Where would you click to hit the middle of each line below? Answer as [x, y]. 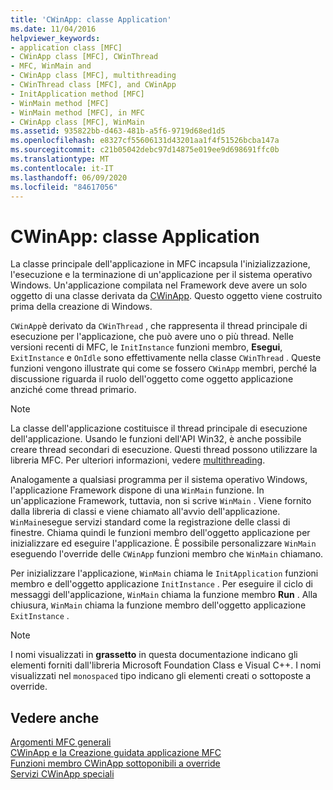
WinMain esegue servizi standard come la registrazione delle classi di [150, 522]
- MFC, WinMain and [51, 66]
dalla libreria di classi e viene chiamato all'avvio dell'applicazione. [145, 512]
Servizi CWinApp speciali [62, 774]
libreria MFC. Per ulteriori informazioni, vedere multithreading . [138, 460]
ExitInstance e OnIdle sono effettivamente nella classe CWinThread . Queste [166, 358]
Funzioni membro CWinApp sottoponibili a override [115, 763]
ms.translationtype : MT [60, 159]
